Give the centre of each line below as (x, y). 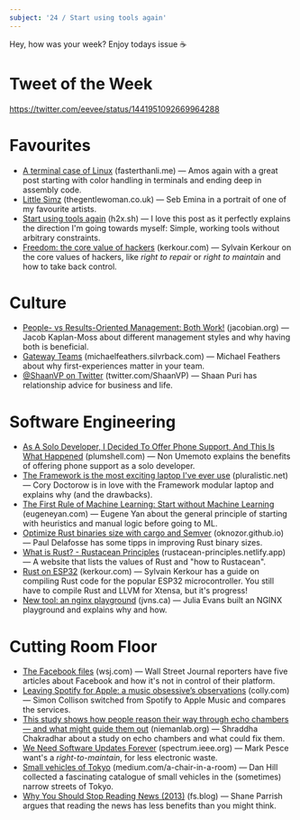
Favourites (50, 145)
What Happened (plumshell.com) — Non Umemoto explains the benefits (156, 456)
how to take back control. (69, 266)
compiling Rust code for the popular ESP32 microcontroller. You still (148, 581)
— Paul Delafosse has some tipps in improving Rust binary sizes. (142, 543)
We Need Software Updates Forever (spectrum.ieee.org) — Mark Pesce (155, 748)
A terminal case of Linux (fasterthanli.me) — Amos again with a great (150, 170)
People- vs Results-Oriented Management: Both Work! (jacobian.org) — (156, 328)
